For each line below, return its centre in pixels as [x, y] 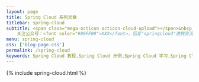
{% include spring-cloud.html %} [46, 72]
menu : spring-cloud [30, 39]
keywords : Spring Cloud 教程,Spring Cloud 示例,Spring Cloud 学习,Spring [96, 56]
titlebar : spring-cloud [36, 23]
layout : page [22, 12]
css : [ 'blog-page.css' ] [36, 45]
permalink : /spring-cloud [38, 51]
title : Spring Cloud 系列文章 [41, 17]
